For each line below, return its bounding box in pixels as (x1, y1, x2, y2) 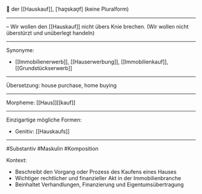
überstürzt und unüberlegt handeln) (6, 29, 95, 37)
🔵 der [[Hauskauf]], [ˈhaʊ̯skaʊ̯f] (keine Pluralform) (6, 5, 129, 13)
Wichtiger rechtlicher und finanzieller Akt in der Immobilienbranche (14, 175, 182, 181)
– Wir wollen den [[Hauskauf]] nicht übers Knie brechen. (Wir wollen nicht (6, 23, 189, 30)
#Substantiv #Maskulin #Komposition (6, 145, 99, 152)
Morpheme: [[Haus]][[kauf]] (6, 99, 76, 106)
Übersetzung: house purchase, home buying (6, 82, 117, 89)
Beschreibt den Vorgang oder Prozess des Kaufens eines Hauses (14, 168, 177, 175)
